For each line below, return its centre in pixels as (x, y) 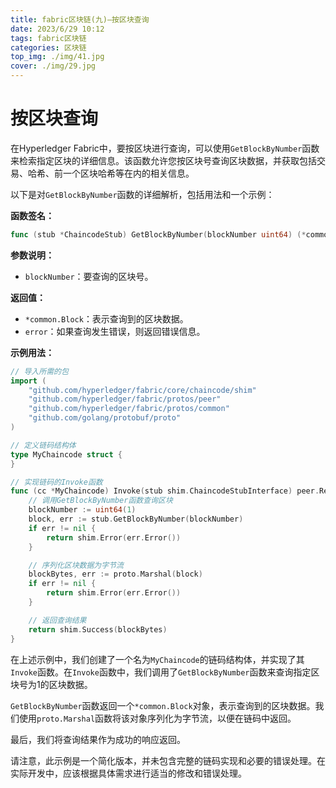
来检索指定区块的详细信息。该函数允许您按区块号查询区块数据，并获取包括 (163, 160)
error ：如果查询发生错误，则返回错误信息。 (115, 331)
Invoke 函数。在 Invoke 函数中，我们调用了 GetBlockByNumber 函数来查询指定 (161, 672)
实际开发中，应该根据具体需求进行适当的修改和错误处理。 (128, 773)
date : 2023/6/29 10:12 (57, 29)
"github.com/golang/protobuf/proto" (105, 418)
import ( (28, 381)
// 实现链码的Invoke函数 (56, 482)
